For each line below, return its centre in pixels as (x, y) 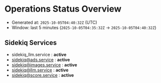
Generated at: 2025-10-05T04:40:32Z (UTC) (54, 22)
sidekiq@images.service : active (44, 65)
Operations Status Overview (63, 9)
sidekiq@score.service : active (43, 75)
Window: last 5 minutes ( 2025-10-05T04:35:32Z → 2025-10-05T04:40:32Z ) (84, 27)
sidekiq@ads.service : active (41, 60)
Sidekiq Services (31, 43)
